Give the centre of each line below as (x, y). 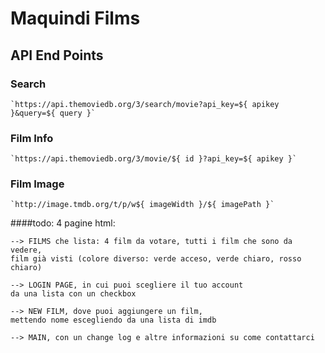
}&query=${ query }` (53, 113)
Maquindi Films (75, 18)
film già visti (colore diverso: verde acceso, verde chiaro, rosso (156, 259)
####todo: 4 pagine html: (63, 223)
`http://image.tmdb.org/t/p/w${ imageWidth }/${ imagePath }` (142, 205)
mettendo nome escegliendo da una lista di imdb (113, 320)
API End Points (57, 55)
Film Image (37, 184)
